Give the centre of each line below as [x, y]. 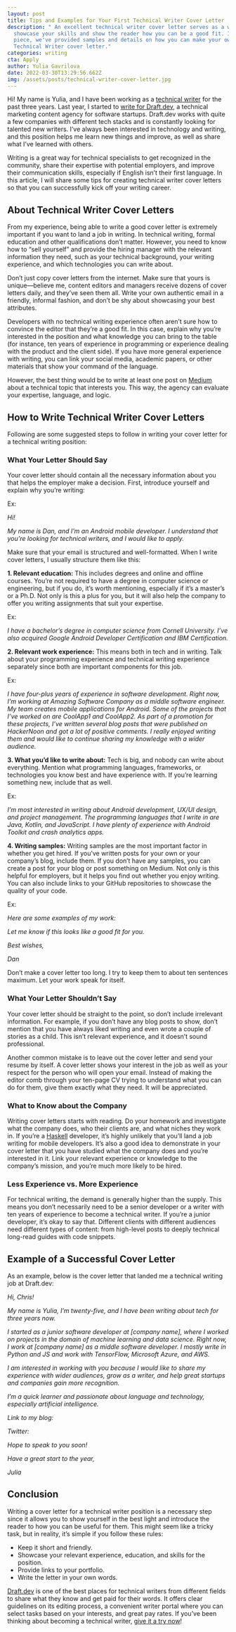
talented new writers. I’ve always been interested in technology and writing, [117, 129]
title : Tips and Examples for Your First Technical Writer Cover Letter [116, 20]
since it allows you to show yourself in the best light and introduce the [109, 1519]
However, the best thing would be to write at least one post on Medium [110, 380]
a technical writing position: [47, 442]
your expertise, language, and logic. [59, 395]
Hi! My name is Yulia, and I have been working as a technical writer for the [114, 99]
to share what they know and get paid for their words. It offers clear [105, 1598]
